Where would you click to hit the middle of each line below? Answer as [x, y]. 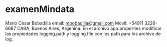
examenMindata [40, 9]
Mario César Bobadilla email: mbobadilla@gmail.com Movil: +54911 [74, 23]
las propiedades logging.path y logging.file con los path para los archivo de [83, 33]
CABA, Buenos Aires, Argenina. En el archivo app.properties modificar [89, 28]
